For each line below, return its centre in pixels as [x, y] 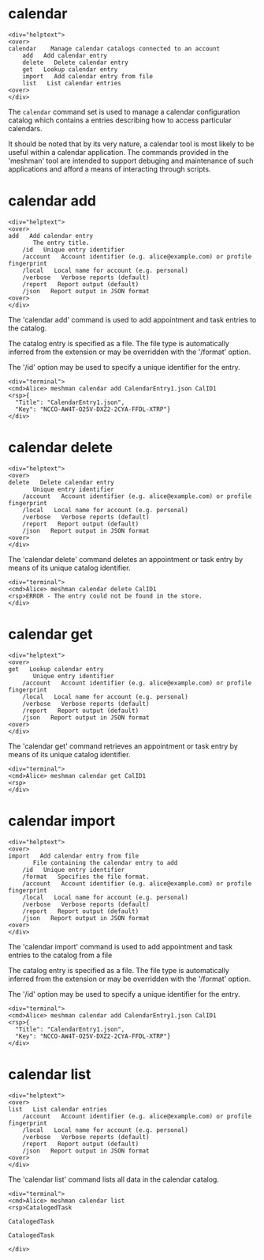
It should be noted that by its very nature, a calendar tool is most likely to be [131, 144]
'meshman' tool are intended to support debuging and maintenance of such [131, 160]
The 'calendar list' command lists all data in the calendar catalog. [113, 1179]
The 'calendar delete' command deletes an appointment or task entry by [125, 559]
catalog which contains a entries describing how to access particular [120, 120]
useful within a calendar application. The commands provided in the [118, 152]
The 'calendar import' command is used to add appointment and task [121, 946]
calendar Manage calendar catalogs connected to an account [114, 48]
